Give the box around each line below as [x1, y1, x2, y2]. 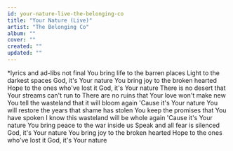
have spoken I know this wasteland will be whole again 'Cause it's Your [7, 113, 213, 122]
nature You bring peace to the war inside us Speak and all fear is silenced [7, 121, 220, 129]
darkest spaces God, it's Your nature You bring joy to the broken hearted [7, 76, 218, 84]
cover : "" [7, 37, 36, 44]
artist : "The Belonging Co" [7, 23, 90, 30]
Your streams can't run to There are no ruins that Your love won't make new [7, 91, 226, 99]
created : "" [7, 43, 42, 50]
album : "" [7, 29, 36, 37]
